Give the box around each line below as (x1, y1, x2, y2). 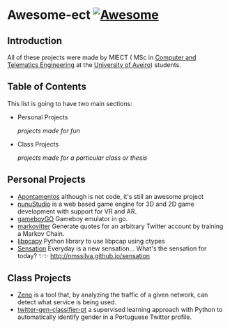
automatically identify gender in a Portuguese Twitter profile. (17, 313, 192, 321)
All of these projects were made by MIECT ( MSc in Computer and (7, 53, 197, 61)
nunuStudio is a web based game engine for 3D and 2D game (17, 200, 194, 208)
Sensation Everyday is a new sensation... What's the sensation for (17, 244, 207, 253)
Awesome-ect (7, 7, 91, 23)
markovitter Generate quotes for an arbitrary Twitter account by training (17, 222, 224, 230)
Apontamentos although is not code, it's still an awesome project (17, 192, 204, 200)
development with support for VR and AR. (17, 207, 137, 216)
